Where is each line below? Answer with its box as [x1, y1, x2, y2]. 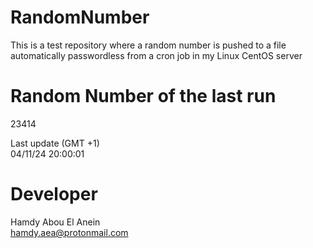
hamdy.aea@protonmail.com [10, 226, 129, 238]
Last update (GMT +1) [10, 137, 100, 149]
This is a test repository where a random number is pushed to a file [10, 39, 287, 51]
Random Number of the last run [10, 85, 277, 108]
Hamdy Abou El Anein [10, 216, 101, 228]
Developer [10, 183, 98, 206]
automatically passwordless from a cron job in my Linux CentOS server [10, 49, 303, 61]
